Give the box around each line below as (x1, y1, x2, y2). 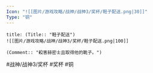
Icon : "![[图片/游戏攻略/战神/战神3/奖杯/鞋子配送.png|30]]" (6, 8, 148, 15)
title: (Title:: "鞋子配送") (6, 31, 76, 37)
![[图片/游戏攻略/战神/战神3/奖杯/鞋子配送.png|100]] (6, 38, 129, 44)
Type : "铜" (6, 14, 33, 20)
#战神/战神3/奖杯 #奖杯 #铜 (6, 61, 74, 68)
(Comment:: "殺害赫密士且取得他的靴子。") (6, 49, 102, 55)
